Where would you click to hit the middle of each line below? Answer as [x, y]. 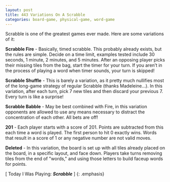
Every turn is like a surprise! [34, 97]
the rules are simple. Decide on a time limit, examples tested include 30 [80, 54]
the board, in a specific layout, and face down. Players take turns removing [84, 154]
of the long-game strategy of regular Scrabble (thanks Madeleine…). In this [84, 86]
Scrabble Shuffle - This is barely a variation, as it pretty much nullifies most [85, 81]
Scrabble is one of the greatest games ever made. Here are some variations [85, 34]
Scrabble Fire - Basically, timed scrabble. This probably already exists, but [83, 49]
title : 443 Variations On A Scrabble [45, 15]
